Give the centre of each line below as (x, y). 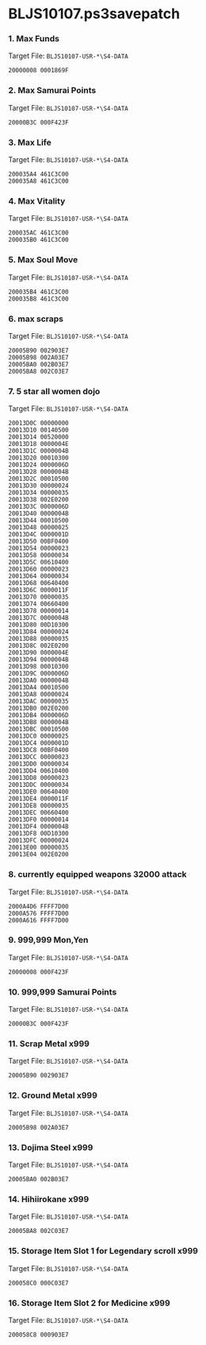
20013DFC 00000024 (38, 841)
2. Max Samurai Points (52, 91)
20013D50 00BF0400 (38, 541)
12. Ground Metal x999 (53, 1095)
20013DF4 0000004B (38, 827)
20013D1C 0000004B (38, 451)
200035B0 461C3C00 (38, 240)
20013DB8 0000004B (38, 723)
